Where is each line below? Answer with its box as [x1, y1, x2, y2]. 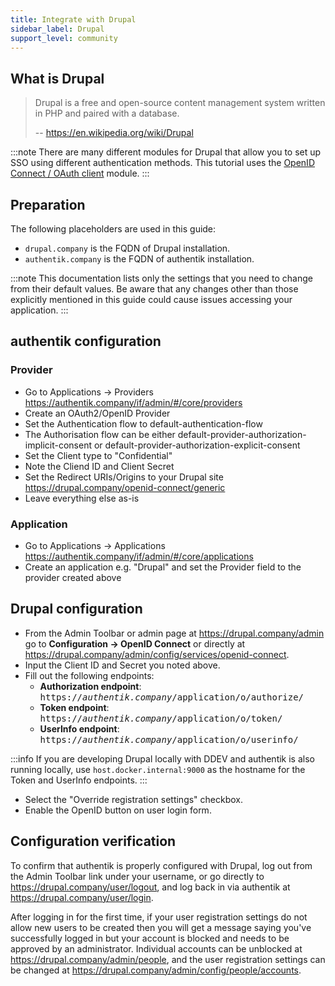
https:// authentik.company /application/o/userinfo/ [39, 734, 299, 745]
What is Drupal [10, 70, 105, 87]
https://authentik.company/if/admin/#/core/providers [24, 396, 243, 408]
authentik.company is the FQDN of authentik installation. [24, 253, 255, 265]
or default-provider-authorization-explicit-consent [93, 439, 301, 451]
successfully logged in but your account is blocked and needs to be [10, 932, 290, 944]
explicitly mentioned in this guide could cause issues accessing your [10, 294, 293, 305]
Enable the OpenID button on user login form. [24, 804, 212, 816]
